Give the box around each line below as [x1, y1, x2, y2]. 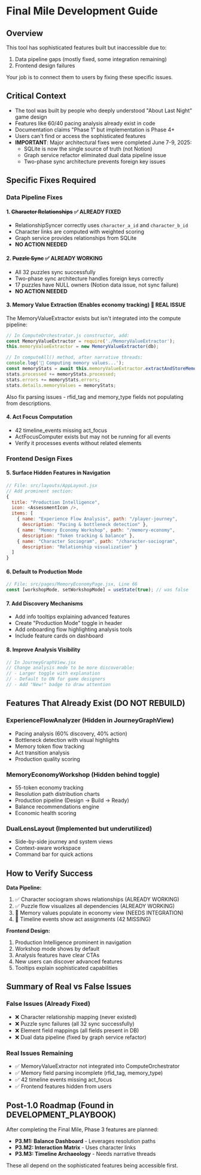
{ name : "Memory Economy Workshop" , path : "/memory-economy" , [17, 527, 175, 533]
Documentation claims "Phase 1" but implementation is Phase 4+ [14, 126, 175, 133]
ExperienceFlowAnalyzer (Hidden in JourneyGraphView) [6, 716, 175, 725]
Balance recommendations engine [14, 803, 100, 810]
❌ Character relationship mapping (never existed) [14, 1013, 137, 1020]
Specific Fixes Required [6, 175, 96, 185]
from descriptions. [6, 399, 52, 407]
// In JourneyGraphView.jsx [6, 659, 77, 665]
